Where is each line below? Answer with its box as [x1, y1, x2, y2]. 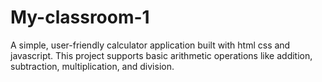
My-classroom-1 [10, 6, 150, 29]
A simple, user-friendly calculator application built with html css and [10, 39, 291, 51]
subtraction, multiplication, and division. [10, 60, 175, 72]
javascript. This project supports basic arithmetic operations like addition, [10, 49, 313, 61]
